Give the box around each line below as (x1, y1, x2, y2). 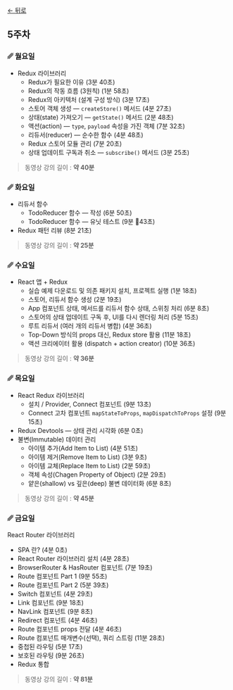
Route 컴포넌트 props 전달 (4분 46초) (17, 625, 122, 633)
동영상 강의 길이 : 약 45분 (24, 494, 95, 502)
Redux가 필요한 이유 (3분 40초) (27, 77, 115, 86)
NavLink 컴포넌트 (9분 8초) (17, 607, 93, 615)
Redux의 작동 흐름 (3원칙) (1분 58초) (27, 87, 130, 95)
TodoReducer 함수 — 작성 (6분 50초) (27, 208, 132, 217)
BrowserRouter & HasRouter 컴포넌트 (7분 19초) (17, 563, 153, 572)
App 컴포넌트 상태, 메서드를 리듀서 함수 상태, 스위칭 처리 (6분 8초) (27, 304, 210, 313)
